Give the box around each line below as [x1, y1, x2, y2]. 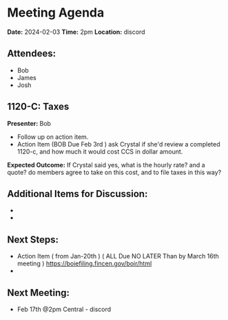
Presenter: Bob [7, 119, 52, 127]
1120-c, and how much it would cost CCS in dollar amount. [17, 147, 183, 156]
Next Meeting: [7, 287, 70, 299]
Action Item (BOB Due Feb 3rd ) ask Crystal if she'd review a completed [17, 140, 220, 148]
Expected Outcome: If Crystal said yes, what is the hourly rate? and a [7, 160, 205, 169]
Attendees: [7, 48, 56, 59]
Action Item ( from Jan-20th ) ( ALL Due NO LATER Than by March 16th [17, 252, 219, 261]
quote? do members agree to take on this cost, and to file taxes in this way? [7, 168, 222, 176]
